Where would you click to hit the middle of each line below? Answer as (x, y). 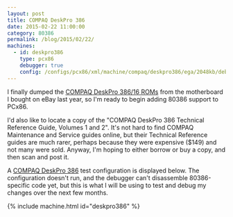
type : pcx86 (37, 59)
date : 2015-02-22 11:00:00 (46, 26)
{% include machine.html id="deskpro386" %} (74, 206)
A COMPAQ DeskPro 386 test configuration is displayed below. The (103, 170)
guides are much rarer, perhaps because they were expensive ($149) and (112, 142)
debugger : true (42, 65)
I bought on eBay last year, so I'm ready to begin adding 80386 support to (113, 99)
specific (19, 185)
